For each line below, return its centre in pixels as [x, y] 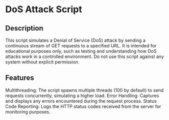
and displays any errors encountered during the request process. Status [81, 101]
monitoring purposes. [28, 112]
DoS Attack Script [44, 9]
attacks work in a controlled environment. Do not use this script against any [85, 56]
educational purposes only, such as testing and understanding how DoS [81, 51]
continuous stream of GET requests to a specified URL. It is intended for [81, 46]
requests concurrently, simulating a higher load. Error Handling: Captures [82, 96]
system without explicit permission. [42, 62]
